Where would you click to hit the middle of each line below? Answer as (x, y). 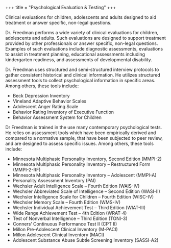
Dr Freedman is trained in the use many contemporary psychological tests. (84, 127)
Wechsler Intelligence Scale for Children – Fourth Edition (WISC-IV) (83, 197)
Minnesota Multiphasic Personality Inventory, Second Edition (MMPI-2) (87, 159)
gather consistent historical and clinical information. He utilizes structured (83, 75)
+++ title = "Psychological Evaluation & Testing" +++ (61, 7)
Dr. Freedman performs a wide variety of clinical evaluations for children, (82, 32)
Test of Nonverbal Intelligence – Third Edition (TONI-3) (70, 218)
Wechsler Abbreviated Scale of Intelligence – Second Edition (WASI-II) (87, 191)
